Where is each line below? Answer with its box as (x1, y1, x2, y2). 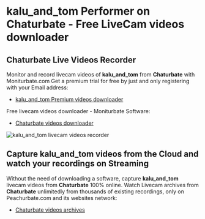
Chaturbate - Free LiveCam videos (6, 17, 185, 31)
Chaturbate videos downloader (15, 119, 94, 127)
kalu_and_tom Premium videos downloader (15, 96, 124, 103)
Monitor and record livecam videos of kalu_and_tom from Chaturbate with (6, 71, 195, 78)
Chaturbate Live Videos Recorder (6, 54, 136, 65)
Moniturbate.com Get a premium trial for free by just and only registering (6, 78, 190, 84)
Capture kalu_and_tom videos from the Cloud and (6, 149, 199, 160)
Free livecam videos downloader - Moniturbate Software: (6, 108, 151, 114)
